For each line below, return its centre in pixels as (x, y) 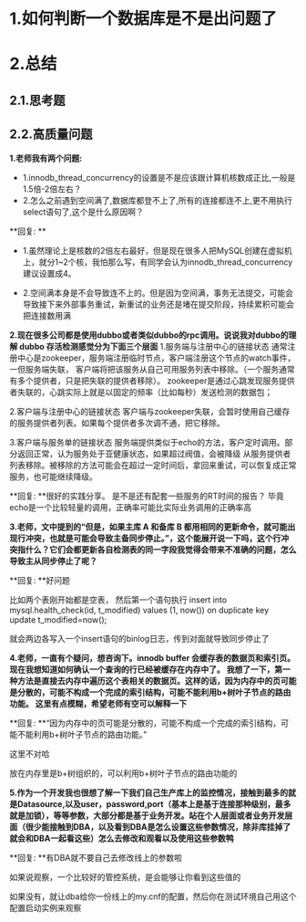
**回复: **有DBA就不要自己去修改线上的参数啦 (96, 857)
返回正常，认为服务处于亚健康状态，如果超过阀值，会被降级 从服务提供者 (154, 454)
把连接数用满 (46, 315)
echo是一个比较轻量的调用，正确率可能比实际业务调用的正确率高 (131, 507)
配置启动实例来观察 (46, 907)
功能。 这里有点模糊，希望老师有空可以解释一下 (98, 703)
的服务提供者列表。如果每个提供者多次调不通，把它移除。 (117, 423)
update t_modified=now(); (58, 619)
